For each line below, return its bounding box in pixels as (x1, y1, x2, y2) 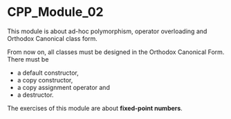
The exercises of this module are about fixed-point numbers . (7, 104, 183, 112)
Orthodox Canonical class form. (7, 34, 98, 42)
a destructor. (17, 91, 54, 99)
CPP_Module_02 (7, 4, 104, 20)
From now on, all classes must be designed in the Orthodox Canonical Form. (7, 48, 225, 56)
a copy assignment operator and (17, 83, 111, 91)
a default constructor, (17, 68, 79, 77)
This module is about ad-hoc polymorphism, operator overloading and (7, 27, 207, 35)
